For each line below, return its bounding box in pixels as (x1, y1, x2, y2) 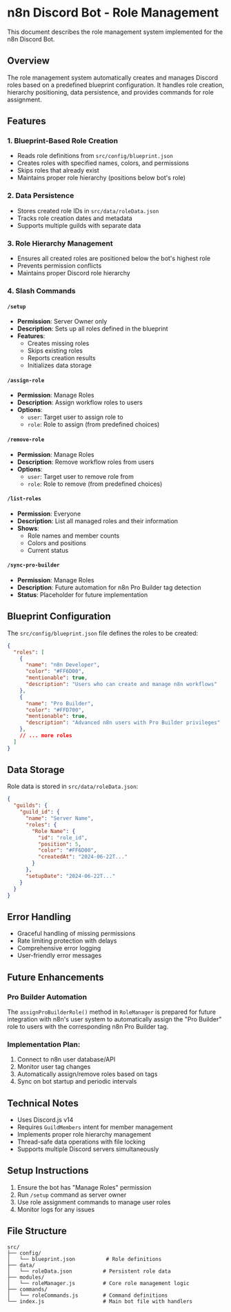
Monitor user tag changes (17, 1063, 91, 1071)
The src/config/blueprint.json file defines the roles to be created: (7, 629, 199, 637)
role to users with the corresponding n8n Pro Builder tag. (7, 1022, 169, 1030)
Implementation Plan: (7, 1039, 81, 1049)
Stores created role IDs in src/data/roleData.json (17, 206, 159, 215)
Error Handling (7, 911, 71, 923)
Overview (7, 55, 50, 67)
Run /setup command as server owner (17, 1191, 127, 1199)
